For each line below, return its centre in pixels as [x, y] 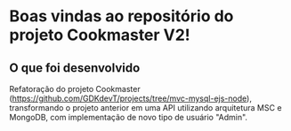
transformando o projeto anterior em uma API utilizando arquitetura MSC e [145, 108]
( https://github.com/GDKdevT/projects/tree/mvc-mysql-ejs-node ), [130, 98]
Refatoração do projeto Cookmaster [75, 89]
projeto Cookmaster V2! [100, 35]
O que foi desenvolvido [75, 68]
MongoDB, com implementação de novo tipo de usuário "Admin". [128, 117]
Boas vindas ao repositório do [121, 16]
